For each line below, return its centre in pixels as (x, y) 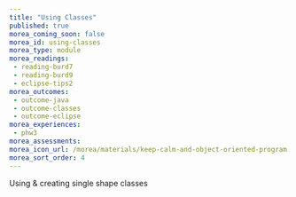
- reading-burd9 (43, 75)
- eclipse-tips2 (43, 83)
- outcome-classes (47, 108)
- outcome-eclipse (47, 116)
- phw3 (25, 133)
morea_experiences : (45, 125)
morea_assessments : (45, 141)
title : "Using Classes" (53, 17)
